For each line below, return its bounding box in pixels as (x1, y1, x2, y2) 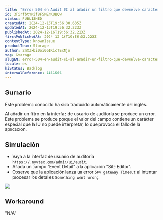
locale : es (5, 61, 27, 66)
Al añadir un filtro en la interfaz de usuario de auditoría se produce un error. (5, 110, 156, 117)
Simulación (5, 141, 40, 149)
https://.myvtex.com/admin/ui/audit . (12, 159, 88, 165)
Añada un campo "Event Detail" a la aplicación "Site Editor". (12, 164, 132, 169)
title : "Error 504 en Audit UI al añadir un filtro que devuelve (5, 7, 140, 12)
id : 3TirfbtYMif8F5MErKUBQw (5, 12, 62, 17)
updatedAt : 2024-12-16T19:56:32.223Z (5, 25, 81, 30)
